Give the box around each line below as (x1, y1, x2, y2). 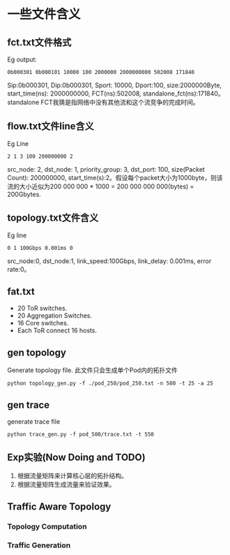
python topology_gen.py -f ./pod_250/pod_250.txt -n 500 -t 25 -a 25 (7, 380, 214, 387)
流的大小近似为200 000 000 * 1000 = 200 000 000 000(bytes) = (7, 182, 194, 191)
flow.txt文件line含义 (7, 120, 94, 133)
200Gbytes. (7, 190, 42, 198)
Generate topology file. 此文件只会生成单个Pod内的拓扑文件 (7, 366, 178, 374)
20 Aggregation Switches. (17, 311, 93, 320)
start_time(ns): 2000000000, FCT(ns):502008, (7, 89, 141, 98)
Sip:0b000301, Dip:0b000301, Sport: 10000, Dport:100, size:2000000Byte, (7, 81, 222, 89)
